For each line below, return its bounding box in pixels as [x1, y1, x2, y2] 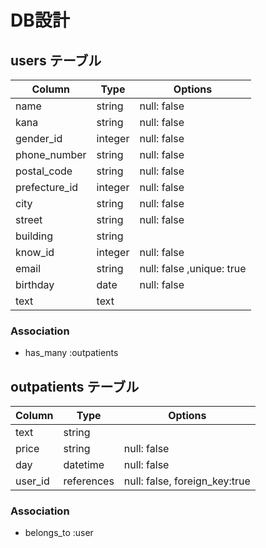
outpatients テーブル [10, 378, 140, 395]
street [15, 213, 43, 226]
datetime [63, 458, 105, 472]
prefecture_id [15, 181, 79, 194]
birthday [15, 278, 55, 291]
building [15, 229, 53, 243]
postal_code [15, 164, 73, 178]
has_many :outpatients [24, 347, 119, 359]
